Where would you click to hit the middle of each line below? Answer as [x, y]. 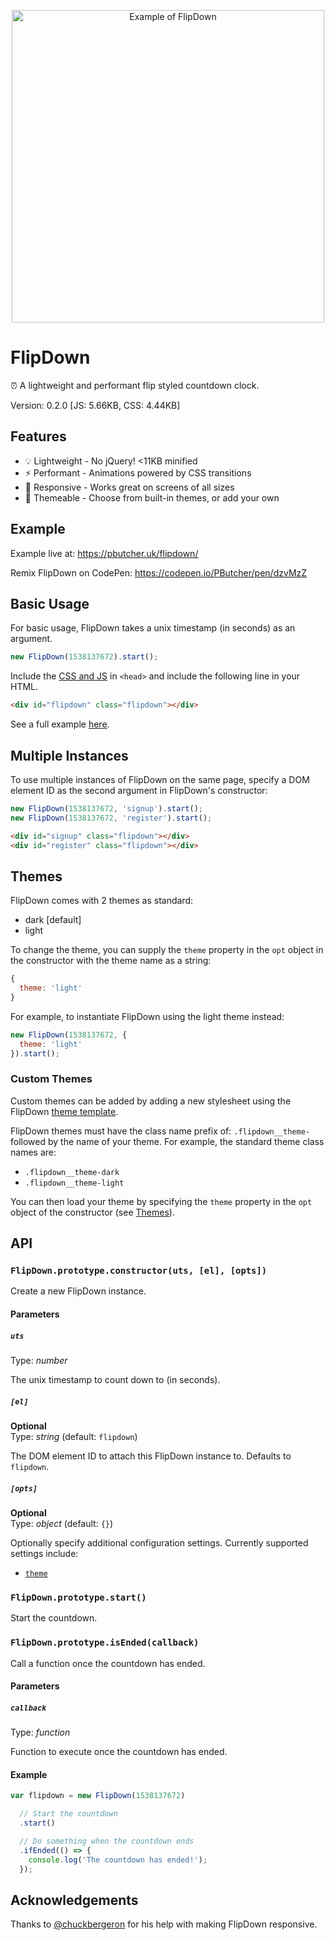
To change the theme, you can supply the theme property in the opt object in [167, 950]
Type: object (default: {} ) [62, 1523]
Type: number [39, 1361]
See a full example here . [60, 724]
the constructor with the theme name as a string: [111, 961]
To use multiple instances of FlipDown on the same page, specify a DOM [160, 779]
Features [38, 436]
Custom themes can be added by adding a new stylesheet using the [151, 1101]
